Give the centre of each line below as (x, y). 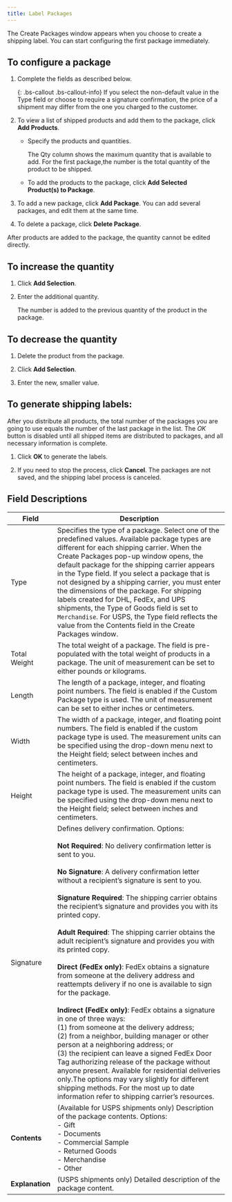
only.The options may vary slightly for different (133, 1079)
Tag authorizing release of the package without (134, 1062)
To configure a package (59, 63)
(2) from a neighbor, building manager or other (133, 1036)
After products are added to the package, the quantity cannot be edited (109, 238)
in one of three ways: (91, 1019)
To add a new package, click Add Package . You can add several (109, 203)
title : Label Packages (40, 13)
